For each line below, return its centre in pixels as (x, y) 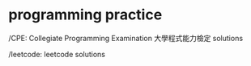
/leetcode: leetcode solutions (57, 54)
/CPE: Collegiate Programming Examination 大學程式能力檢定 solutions (126, 38)
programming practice (85, 15)
